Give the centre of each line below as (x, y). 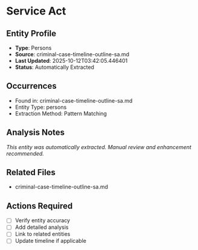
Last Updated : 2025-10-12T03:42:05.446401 (71, 61)
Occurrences (31, 86)
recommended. (25, 153)
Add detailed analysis (42, 227)
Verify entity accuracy (43, 220)
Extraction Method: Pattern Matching (61, 114)
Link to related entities (43, 234)
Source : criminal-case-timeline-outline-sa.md (72, 54)
